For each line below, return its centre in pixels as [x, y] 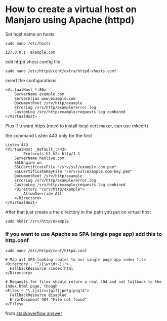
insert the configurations [31, 80]
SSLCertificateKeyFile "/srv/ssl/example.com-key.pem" [73, 171]
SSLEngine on [28, 163]
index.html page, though [31, 287]
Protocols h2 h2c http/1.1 [52, 154]
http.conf [17, 240]
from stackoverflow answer [34, 313]
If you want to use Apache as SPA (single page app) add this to [83, 234]
